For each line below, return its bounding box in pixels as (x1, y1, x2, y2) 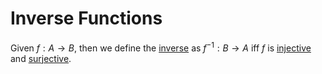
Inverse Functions (10, 7, 163, 30)
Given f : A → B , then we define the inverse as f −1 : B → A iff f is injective (10, 40, 312, 54)
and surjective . (10, 52, 72, 64)
